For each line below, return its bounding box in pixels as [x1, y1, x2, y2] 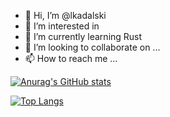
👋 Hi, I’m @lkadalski [24, 10, 107, 21]
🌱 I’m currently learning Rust [24, 31, 143, 42]
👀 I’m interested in [24, 20, 100, 32]
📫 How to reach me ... [24, 53, 118, 64]
